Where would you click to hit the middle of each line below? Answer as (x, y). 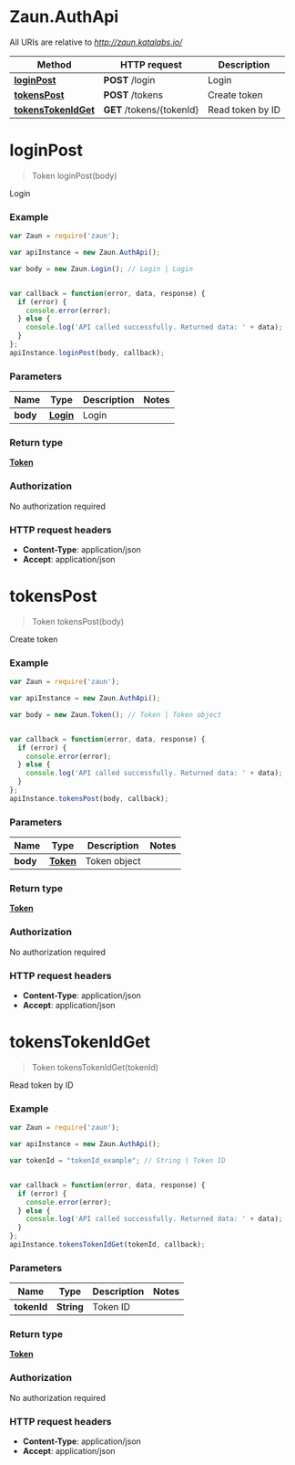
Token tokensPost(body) (78, 621)
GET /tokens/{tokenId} (151, 110)
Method (54, 64)
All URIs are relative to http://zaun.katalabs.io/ (96, 42)
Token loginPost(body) (74, 175)
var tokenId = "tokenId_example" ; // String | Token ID (117, 1161)
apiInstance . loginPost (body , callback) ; (87, 353)
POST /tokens (133, 95)
